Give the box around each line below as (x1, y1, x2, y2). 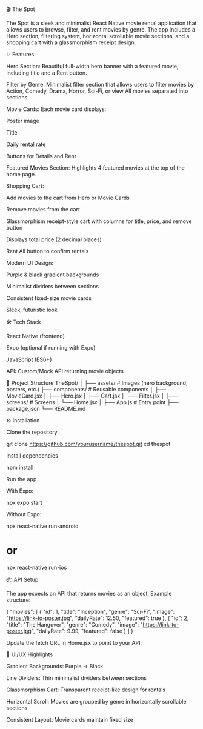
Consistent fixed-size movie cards (6, 295, 92, 302)
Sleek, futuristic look (6, 306, 58, 313)
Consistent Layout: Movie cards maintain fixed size (6, 716, 133, 723)
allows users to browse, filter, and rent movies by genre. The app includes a (6, 26, 196, 33)
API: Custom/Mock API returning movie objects (6, 368, 124, 374)
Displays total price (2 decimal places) (6, 236, 102, 243)
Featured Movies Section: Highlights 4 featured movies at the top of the (6, 164, 185, 171)
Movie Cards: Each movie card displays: (6, 105, 107, 113)
